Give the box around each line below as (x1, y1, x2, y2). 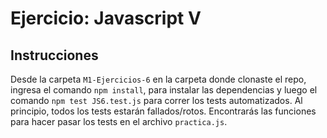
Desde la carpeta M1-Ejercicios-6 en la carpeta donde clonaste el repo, (10, 73, 307, 85)
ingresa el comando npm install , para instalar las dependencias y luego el (10, 84, 318, 96)
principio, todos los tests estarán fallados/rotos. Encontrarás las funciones (10, 105, 317, 117)
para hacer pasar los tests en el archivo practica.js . (10, 116, 228, 127)
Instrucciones (10, 47, 99, 64)
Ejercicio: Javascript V (10, 7, 202, 30)
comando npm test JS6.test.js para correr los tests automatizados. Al (10, 95, 303, 106)
